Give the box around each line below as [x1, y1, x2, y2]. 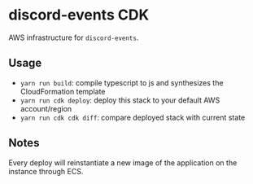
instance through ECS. [8, 166, 84, 176]
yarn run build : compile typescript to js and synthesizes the [20, 77, 224, 87]
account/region [20, 103, 72, 113]
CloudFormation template [20, 86, 106, 96]
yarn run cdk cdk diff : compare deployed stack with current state [20, 112, 246, 122]
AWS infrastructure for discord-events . [8, 33, 139, 42]
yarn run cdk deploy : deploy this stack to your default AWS [20, 95, 220, 105]
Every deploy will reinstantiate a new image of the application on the [8, 157, 238, 168]
